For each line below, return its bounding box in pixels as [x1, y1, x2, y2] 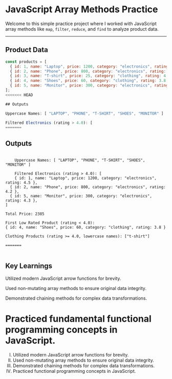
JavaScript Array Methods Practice [5, 4, 158, 15]
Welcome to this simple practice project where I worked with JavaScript [5, 20, 157, 27]
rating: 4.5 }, [5, 180, 38, 185]
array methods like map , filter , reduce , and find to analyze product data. [5, 26, 159, 32]
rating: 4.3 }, [5, 198, 38, 203]
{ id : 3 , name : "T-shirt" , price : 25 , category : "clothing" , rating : [10, 73, 162, 79]
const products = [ [5, 59, 47, 64]
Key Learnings [5, 262, 53, 271]
